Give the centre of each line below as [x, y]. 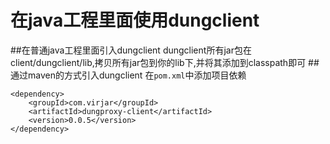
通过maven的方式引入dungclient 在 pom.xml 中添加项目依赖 [128, 75]
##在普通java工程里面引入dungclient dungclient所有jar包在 [131, 50]
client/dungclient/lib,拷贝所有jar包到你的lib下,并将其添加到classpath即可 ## [165, 62]
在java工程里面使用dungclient [135, 20]
